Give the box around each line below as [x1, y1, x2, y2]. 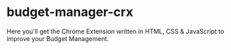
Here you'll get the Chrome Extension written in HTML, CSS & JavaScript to [6, 27, 225, 35]
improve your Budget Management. [6, 34, 110, 42]
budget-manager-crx [6, 4, 133, 20]
